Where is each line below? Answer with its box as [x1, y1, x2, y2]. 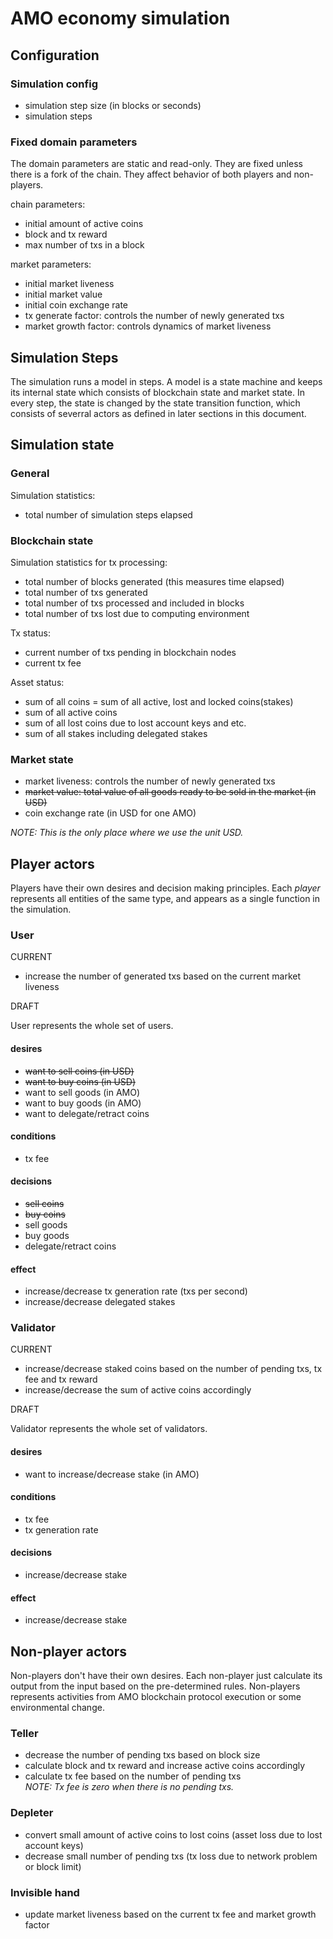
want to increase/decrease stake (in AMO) [24, 1468, 200, 1480]
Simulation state [10, 437, 115, 454]
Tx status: [10, 627, 51, 639]
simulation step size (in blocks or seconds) [24, 99, 202, 111]
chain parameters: [10, 198, 86, 211]
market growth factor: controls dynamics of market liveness [24, 320, 272, 332]
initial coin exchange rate [24, 299, 129, 311]
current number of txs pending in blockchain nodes [24, 646, 237, 658]
